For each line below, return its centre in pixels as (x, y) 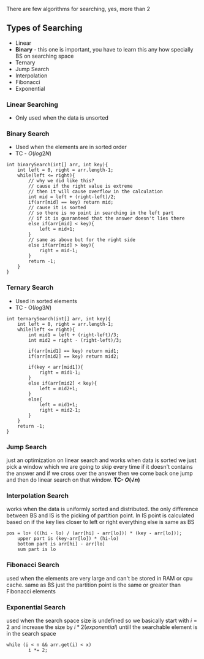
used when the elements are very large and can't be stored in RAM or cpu (100, 578)
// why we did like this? (62, 181)
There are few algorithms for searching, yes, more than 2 (78, 9)
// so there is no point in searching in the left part (101, 213)
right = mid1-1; (60, 372)
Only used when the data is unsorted (62, 118)
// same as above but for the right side (82, 240)
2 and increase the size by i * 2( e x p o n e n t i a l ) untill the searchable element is (102, 627)
